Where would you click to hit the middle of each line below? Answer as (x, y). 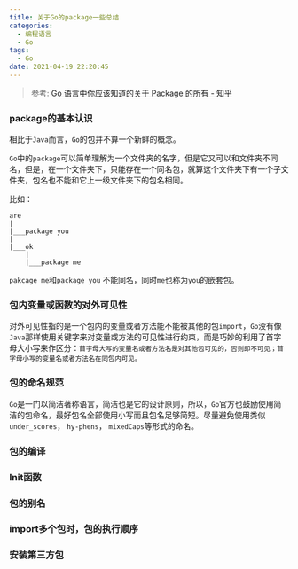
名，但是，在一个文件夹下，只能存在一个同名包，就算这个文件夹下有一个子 (145, 169)
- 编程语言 (35, 34)
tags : (19, 51)
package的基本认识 (51, 118)
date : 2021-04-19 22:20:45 (59, 67)
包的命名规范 (37, 383)
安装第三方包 (37, 555)
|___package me (53, 262)
